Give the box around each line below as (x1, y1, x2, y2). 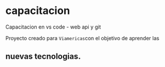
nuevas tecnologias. (5, 51, 81, 62)
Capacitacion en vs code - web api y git (5, 23, 101, 30)
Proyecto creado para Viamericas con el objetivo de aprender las (5, 34, 160, 41)
